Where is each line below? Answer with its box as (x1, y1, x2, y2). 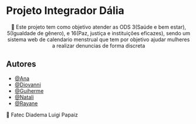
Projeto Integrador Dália (6, 4, 124, 18)
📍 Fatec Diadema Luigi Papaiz (6, 111, 78, 118)
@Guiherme (14, 87, 44, 94)
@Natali (14, 93, 34, 100)
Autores (6, 59, 36, 69)
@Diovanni (14, 81, 41, 88)
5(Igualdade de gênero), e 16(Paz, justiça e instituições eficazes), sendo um (6, 29, 191, 36)
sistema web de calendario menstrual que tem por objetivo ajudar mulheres (7, 36, 190, 43)
